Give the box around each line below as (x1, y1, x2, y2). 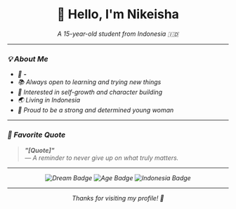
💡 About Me (7, 54, 48, 64)
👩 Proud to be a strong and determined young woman (17, 106, 174, 114)
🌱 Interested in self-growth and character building (17, 88, 163, 97)
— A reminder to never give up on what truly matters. (24, 154, 179, 162)
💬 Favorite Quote (7, 130, 66, 140)
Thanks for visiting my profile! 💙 (72, 194, 164, 202)
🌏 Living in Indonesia (17, 96, 81, 104)
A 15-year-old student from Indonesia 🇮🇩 (57, 29, 179, 38)
